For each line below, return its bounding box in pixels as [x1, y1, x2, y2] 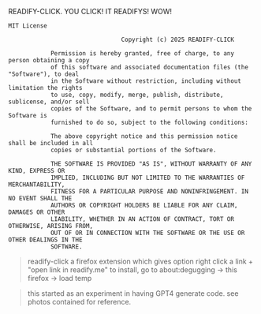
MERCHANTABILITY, [8, 181, 65, 189]
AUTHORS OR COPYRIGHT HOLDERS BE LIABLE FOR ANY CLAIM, [50, 201, 238, 209]
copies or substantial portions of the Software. [50, 146, 217, 154]
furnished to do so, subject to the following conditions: [50, 118, 248, 126]
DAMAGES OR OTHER [8, 208, 65, 216]
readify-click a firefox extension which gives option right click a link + [27, 256, 254, 266]
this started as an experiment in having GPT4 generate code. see [27, 289, 239, 298]
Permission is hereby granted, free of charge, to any [50, 50, 235, 58]
